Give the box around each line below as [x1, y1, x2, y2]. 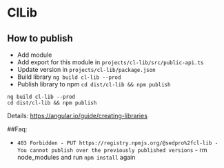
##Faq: [7, 125, 28, 133]
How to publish [7, 32, 74, 44]
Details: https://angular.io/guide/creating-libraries [7, 112, 148, 120]
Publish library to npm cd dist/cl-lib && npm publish [17, 80, 171, 88]
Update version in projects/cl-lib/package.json [17, 66, 156, 73]
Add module [17, 50, 52, 59]
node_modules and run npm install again [17, 153, 136, 161]
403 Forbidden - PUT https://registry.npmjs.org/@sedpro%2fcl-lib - [17, 140, 218, 147]
